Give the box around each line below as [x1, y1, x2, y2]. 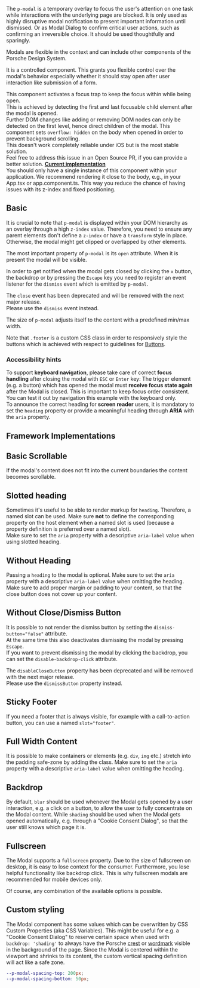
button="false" [6, 631, 44, 637]
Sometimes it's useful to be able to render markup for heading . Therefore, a [6, 506, 191, 513]
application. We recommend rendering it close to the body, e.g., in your [6, 173, 181, 180]
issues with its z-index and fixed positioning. [6, 186, 116, 193]
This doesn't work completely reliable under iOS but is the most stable [6, 142, 179, 148]
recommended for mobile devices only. [6, 876, 103, 883]
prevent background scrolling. [6, 135, 80, 142]
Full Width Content [6, 736, 78, 747]
